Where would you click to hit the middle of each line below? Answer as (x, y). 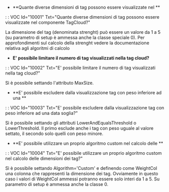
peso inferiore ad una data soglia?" (42, 113)
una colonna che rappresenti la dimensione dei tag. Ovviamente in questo (82, 174)
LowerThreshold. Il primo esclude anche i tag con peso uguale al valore (79, 128)
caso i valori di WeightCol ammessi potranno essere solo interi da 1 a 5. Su (82, 179)
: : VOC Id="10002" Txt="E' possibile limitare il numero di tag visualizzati (80, 68)
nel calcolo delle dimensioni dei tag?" (44, 158)
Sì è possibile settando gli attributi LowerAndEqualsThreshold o (71, 123)
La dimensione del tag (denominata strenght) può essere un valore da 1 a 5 (83, 32)
